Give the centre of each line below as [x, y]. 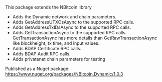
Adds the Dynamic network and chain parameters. [64, 17]
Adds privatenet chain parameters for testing [59, 59]
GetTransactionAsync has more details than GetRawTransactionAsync [85, 38]
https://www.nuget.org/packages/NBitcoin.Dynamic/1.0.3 [64, 74]
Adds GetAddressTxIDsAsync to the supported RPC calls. [72, 27]
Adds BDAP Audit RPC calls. [41, 54]
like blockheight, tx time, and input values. [56, 43]
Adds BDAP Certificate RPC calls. [47, 48]
